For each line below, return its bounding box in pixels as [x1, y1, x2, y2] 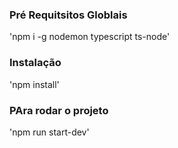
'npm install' [9, 78, 60, 90]
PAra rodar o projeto [9, 103, 109, 117]
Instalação [9, 56, 62, 70]
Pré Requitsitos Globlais [9, 8, 128, 22]
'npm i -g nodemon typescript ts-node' [9, 31, 171, 43]
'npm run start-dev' [9, 126, 90, 138]
